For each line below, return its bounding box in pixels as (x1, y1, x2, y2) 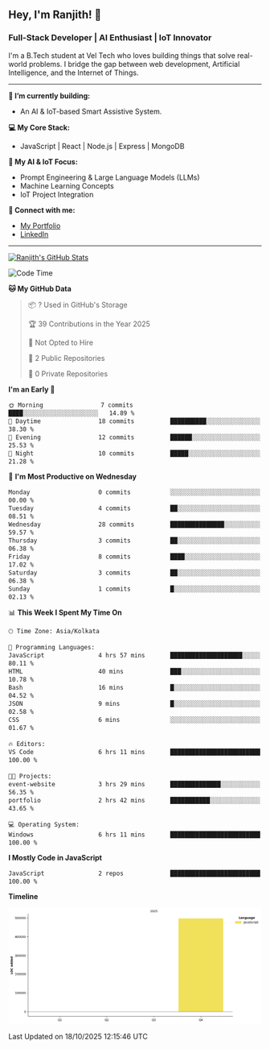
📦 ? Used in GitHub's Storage (27, 300, 129, 309)
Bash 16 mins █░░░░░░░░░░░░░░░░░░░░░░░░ (8, 683, 261, 691)
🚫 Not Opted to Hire (27, 338, 94, 347)
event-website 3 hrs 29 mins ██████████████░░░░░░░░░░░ (8, 780, 261, 788)
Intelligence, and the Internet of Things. (8, 68, 139, 77)
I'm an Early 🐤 (8, 384, 55, 394)
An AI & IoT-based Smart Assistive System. (19, 106, 162, 116)
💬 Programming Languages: (8, 643, 95, 651)
